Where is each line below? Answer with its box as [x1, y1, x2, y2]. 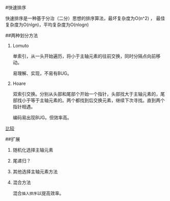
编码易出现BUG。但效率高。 [12, 114, 72, 121]
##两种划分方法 [5, 33, 38, 38]
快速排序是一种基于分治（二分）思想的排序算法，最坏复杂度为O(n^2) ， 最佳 [5, 15, 165, 21]
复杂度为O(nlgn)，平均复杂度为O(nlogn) [5, 22, 89, 27]
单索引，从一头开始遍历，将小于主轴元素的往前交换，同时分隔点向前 [12, 53, 156, 59]
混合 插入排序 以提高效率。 [12, 190, 64, 196]
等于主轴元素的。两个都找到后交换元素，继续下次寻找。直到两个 [30, 97, 165, 103]
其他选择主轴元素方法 [12, 168, 58, 175]
